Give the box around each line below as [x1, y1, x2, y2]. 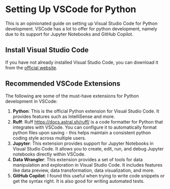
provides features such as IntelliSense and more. [12, 113, 116, 120]
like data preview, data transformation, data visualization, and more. [12, 167, 155, 173]
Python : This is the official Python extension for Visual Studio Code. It [12, 108, 159, 114]
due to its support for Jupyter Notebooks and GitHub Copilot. [5, 31, 134, 37]
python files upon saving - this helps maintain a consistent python [12, 129, 151, 135]
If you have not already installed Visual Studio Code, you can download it [5, 59, 159, 65]
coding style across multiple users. [12, 135, 87, 141]
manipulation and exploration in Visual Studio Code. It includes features [12, 162, 163, 168]
